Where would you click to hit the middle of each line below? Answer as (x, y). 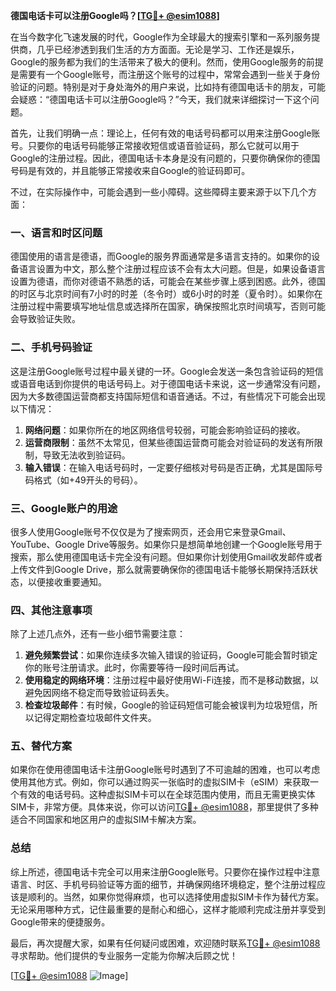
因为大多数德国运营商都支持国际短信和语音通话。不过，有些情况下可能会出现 (168, 396)
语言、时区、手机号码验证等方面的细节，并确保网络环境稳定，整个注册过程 (163, 884)
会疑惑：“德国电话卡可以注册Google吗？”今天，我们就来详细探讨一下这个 (160, 99)
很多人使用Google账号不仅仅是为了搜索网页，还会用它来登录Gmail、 (151, 531)
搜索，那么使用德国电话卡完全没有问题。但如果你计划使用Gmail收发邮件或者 (166, 556)
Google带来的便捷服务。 (60, 921)
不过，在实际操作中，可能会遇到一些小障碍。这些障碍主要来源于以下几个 (159, 192)
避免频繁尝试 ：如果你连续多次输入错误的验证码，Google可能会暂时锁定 (171, 655)
